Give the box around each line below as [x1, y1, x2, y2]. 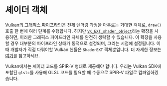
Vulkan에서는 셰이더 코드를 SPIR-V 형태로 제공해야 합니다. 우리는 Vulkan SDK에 [5, 63, 162, 69]
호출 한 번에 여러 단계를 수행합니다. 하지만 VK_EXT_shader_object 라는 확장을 [5, 28, 154, 34]
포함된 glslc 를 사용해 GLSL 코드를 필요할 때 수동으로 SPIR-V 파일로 [5, 69, 138, 75]
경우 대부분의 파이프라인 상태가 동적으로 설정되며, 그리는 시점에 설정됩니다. [10, 40, 156, 46]
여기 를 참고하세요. [5, 52, 40, 58]
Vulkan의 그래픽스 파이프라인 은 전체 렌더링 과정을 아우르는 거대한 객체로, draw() [5, 22, 162, 28]
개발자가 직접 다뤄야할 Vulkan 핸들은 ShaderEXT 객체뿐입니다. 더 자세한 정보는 [10, 46, 162, 52]
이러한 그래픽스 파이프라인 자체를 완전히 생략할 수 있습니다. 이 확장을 [19, 34, 153, 40]
